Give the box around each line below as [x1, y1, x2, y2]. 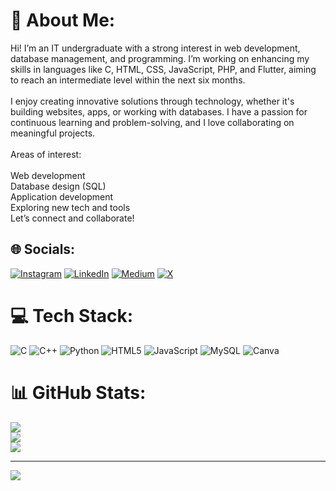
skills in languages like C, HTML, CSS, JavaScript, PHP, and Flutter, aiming [10, 63, 317, 75]
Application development [10, 190, 114, 203]
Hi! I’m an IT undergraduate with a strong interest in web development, [10, 42, 301, 54]
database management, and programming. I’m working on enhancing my [10, 52, 310, 64]
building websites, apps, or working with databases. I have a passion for [10, 105, 308, 118]
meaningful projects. [10, 127, 96, 139]
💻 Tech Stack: [10, 304, 134, 327]
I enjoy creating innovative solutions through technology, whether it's [10, 95, 295, 107]
